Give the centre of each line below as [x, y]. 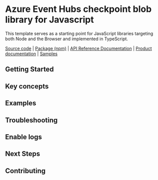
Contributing [25, 171]
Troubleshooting [32, 120]
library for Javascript [50, 20]
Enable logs [24, 137]
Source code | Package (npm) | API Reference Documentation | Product [79, 48]
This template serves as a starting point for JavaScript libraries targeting [79, 33]
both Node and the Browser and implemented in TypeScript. [67, 39]
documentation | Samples [32, 54]
